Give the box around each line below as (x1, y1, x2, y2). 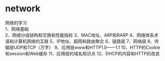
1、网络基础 (5, 26, 29, 32)
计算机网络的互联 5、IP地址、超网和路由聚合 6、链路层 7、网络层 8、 (13, 38, 155, 44)
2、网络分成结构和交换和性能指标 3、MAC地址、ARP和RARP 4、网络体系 (5, 32, 155, 38)
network (5, 3, 41, 14)
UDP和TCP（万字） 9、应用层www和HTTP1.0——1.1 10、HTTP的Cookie (13, 44, 161, 50)
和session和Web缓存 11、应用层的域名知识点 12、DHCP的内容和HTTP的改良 (5, 50, 160, 57)
